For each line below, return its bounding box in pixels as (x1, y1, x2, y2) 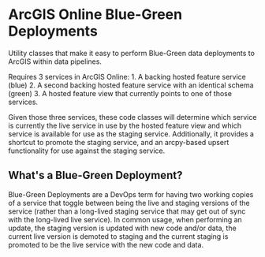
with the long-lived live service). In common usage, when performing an (8, 214, 242, 224)
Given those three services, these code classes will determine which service (8, 112, 257, 121)
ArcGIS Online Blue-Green (8, 6, 183, 24)
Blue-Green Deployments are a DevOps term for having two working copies (8, 189, 254, 199)
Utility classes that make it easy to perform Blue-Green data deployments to (8, 48, 255, 58)
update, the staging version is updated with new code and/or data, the (8, 223, 237, 233)
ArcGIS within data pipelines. (8, 57, 103, 66)
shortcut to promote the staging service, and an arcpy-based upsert (8, 137, 230, 147)
